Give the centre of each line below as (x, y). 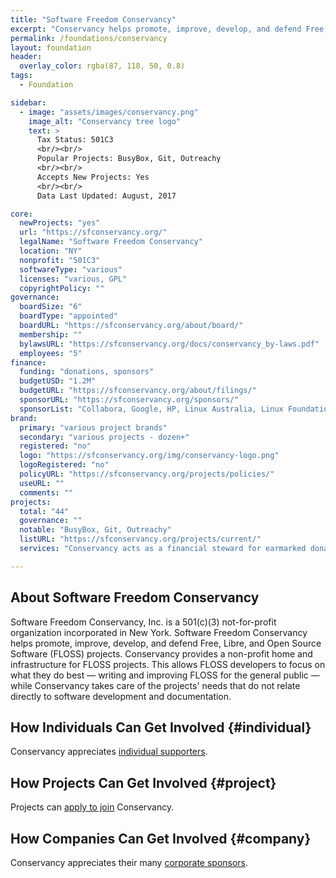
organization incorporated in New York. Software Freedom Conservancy (159, 632)
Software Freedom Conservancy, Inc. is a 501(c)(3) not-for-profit (143, 622)
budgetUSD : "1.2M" (58, 381)
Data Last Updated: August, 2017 (106, 196)
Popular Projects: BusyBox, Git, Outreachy (129, 159)
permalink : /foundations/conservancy (89, 38)
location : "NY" (51, 251)
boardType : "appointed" (68, 316)
